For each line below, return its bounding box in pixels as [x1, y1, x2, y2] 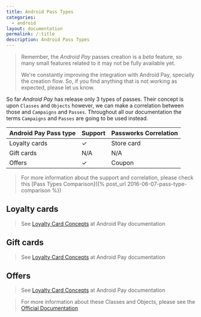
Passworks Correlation [111, 129, 178, 137]
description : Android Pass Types [6, 37, 90, 43]
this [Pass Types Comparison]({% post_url [20, 181, 126, 187]
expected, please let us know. [20, 84, 95, 91]
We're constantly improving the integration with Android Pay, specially [20, 71, 195, 78]
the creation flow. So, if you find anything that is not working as [20, 77, 178, 85]
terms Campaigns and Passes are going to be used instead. [6, 115, 148, 122]
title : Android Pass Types [6, 8, 74, 15]
